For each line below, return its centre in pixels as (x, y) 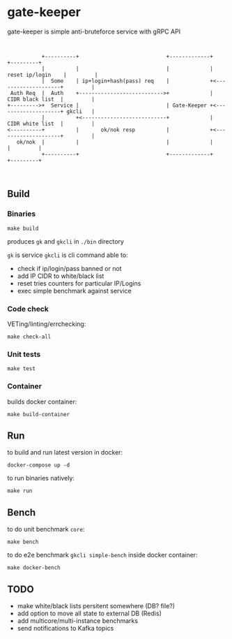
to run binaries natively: (41, 478)
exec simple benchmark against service (75, 291)
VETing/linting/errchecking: (47, 324)
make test (22, 369)
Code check (28, 309)
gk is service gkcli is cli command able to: (68, 255)
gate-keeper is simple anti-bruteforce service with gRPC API (94, 31)
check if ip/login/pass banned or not (69, 268)
